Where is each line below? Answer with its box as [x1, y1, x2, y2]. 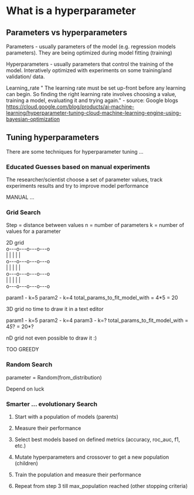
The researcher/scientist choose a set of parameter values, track [6, 176, 163, 183]
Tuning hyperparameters [6, 133, 100, 143]
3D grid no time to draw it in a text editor [6, 306, 104, 313]
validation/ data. [6, 73, 45, 80]
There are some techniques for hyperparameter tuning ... [6, 148, 144, 155]
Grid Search [6, 208, 41, 216]
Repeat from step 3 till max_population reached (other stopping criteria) [14, 483, 188, 489]
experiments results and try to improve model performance [6, 182, 149, 189]
